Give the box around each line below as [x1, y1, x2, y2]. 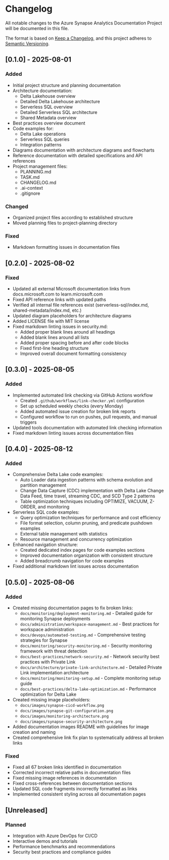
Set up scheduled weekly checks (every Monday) [20, 403, 124, 409]
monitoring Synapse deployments [20, 615, 91, 621]
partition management [20, 482, 67, 488]
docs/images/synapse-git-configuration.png [20, 708, 114, 714]
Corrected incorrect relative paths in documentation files [12, 769, 131, 776]
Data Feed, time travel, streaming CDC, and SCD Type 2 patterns [20, 493, 155, 499]
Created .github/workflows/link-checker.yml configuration [20, 397, 145, 403]
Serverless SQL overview [20, 104, 73, 110]
